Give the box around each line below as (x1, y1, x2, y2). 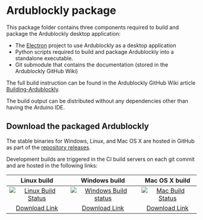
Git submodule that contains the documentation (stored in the (14, 61, 169, 68)
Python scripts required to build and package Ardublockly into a (14, 48, 174, 55)
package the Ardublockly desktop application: (6, 30, 121, 37)
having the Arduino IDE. (6, 103, 65, 111)
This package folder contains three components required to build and (6, 24, 179, 31)
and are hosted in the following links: (6, 161, 98, 169)
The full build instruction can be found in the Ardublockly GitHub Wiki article (6, 79, 196, 86)
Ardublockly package (6, 4, 117, 18)
